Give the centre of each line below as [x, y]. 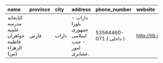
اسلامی [79, 36]
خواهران [16, 36]
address [81, 9]
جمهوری [80, 30]
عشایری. [81, 54]
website [146, 9]
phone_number [114, 9]
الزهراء [15, 48]
